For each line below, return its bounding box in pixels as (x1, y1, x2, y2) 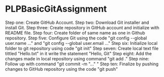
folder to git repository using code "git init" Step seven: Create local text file (5, 45, 159, 51)
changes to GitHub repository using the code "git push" (5, 66, 118, 72)
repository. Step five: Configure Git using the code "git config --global (5, 35, 147, 41)
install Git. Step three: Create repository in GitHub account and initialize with (5, 24, 160, 30)
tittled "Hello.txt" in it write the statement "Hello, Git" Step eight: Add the (5, 50, 152, 57)
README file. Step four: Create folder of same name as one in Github (5, 30, 145, 36)
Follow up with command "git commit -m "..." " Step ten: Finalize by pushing (5, 61, 159, 67)
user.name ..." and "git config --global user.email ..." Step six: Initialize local (5, 40, 158, 46)
